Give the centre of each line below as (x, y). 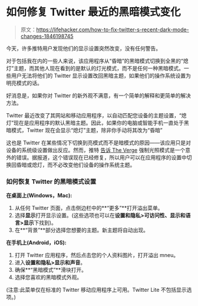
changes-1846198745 (47, 36)
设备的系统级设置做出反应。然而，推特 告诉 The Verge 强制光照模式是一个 (96, 150)
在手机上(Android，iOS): (36, 243)
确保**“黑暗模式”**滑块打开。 (51, 270)
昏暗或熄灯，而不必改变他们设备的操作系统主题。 (76, 164)
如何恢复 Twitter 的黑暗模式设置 (51, 182)
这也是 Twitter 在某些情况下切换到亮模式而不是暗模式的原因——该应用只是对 (99, 143)
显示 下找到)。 (40, 223)
